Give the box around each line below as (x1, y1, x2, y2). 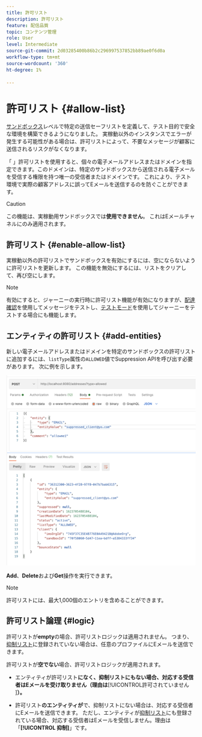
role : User (6, 35, 34, 42)
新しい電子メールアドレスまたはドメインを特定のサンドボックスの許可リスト (6, 347, 196, 355)
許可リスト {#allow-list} (6, 102, 126, 116)
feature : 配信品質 (6, 22, 49, 28)
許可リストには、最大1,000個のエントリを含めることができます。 (6, 596, 167, 603)
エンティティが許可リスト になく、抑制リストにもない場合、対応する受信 (14, 673, 194, 680)
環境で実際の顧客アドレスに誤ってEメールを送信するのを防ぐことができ (6, 181, 183, 188)
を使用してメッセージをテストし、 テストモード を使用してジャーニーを (17, 304, 191, 311)
